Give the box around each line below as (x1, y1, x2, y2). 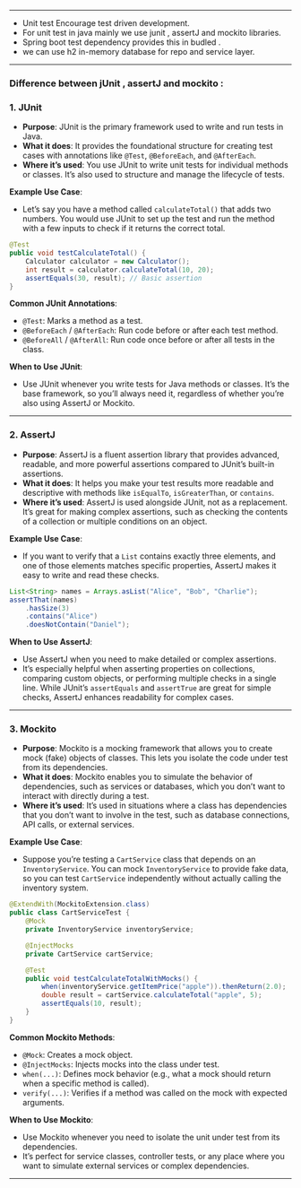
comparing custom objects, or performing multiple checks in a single (21, 673, 277, 684)
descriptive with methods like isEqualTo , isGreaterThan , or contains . (21, 487, 275, 498)
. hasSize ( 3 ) (25, 603, 70, 612)
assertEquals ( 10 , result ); (41, 999, 142, 1009)
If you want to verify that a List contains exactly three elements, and (21, 551, 276, 561)
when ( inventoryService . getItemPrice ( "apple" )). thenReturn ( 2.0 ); (41, 983, 287, 992)
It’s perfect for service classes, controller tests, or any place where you (21, 1150, 285, 1161)
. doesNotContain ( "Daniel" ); (25, 620, 130, 629)
